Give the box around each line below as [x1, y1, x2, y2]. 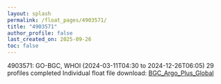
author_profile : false [7, 29, 73, 37]
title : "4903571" [7, 23, 58, 30]
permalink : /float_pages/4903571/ [7, 17, 108, 24]
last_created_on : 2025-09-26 [7, 36, 92, 43]
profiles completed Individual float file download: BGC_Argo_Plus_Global [7, 69, 214, 77]
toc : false [7, 42, 39, 49]
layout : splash [7, 10, 51, 17]
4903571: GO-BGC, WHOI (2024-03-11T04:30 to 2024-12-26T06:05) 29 [7, 62, 214, 69]
